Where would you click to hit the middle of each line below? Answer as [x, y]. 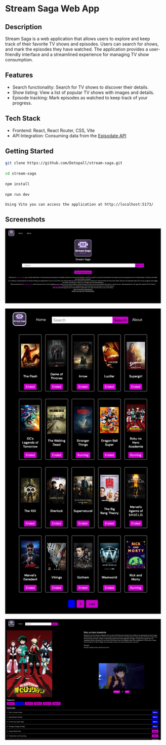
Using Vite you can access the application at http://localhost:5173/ [79, 204]
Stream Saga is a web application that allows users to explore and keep [78, 39]
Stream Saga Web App [52, 9]
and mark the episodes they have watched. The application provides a [77, 49]
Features [19, 75]
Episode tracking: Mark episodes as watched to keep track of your [80, 97]
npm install [17, 184]
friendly [13, 54]
